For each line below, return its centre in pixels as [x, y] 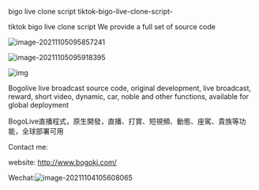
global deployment [39, 105]
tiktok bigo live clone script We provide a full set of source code [112, 27]
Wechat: [22, 178]
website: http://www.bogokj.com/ [62, 162]
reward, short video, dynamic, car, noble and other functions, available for [129, 97]
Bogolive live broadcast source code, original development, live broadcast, [129, 88]
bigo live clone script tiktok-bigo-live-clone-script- [91, 11]
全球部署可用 [43, 131]
